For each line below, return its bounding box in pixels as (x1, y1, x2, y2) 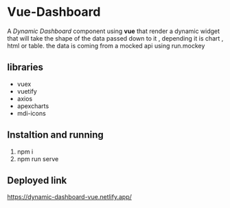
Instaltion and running (7, 129, 104, 141)
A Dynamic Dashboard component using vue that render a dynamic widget (7, 27, 220, 35)
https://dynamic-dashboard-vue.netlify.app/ (7, 193, 133, 201)
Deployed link (7, 174, 67, 186)
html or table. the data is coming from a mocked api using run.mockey (7, 41, 205, 50)
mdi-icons (16, 109, 46, 117)
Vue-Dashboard (7, 4, 101, 20)
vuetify (16, 87, 38, 95)
